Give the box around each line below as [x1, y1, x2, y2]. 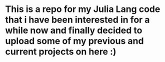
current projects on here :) [5, 46, 116, 57]
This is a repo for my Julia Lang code [5, 3, 160, 15]
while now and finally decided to [5, 25, 142, 36]
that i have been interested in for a [5, 14, 150, 25]
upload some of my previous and [5, 35, 144, 47]
